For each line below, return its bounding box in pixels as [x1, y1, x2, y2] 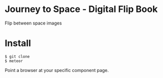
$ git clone [5, 54, 30, 59]
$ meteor [5, 58, 23, 63]
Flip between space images [5, 20, 62, 26]
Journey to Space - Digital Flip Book [5, 3, 158, 15]
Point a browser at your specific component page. [5, 67, 109, 73]
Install [5, 37, 31, 49]
